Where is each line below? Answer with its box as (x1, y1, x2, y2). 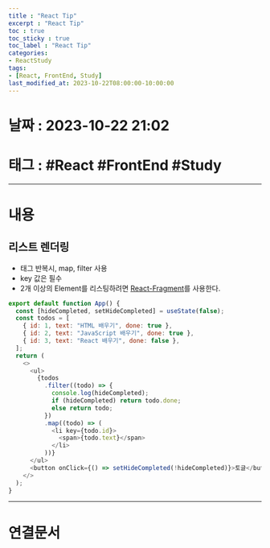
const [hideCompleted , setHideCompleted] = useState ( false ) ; (15, 307, 225, 315)
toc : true (8, 27, 45, 35)
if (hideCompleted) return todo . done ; (51, 397, 182, 405)
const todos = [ (15, 315, 70, 323)
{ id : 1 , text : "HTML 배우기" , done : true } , (22, 322, 173, 330)
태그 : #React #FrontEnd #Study (8, 156, 223, 174)
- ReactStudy (8, 57, 52, 65)
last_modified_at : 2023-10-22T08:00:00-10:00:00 (8, 79, 174, 87)
